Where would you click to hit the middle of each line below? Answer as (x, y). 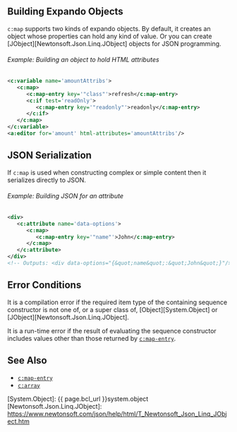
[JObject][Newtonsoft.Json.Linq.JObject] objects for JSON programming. (114, 43)
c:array (29, 385)
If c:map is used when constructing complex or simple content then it (107, 172)
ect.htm (18, 421)
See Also (27, 360)
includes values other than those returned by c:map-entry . (92, 338)
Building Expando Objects (65, 12)
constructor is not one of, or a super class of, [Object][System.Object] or (113, 309)
